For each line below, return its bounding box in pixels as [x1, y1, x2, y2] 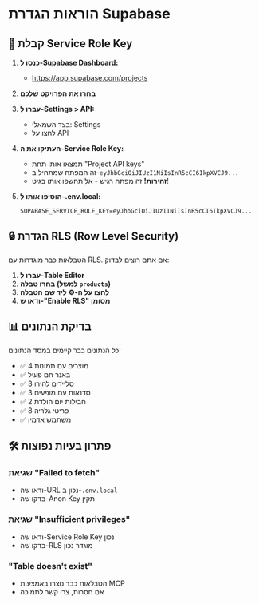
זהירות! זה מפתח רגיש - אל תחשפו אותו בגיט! [31, 177, 169, 185]
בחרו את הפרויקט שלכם [19, 89, 96, 98]
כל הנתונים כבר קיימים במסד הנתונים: [8, 345, 121, 355]
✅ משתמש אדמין [19, 415, 72, 424]
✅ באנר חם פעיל [19, 369, 71, 379]
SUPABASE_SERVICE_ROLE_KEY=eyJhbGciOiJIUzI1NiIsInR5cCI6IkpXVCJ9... [19, 207, 253, 215]
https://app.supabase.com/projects [31, 74, 148, 82]
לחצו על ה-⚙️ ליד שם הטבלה [19, 287, 110, 296]
